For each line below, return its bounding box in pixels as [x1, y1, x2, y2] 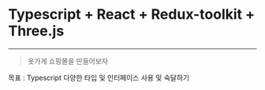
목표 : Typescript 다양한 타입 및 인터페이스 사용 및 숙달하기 [8, 73, 190, 82]
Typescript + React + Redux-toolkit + [8, 5, 255, 23]
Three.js [8, 22, 65, 40]
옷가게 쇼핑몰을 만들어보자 [27, 56, 109, 66]
